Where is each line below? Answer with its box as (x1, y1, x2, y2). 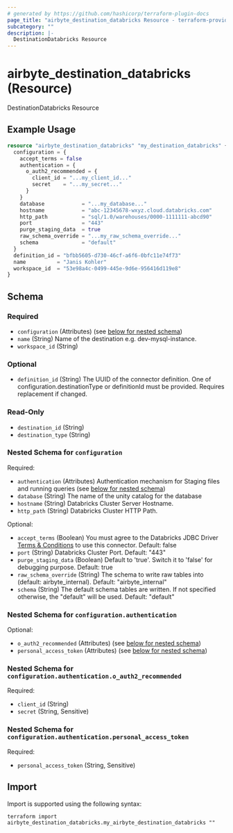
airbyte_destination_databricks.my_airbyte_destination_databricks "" (7, 819, 216, 826)
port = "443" (19, 220, 104, 226)
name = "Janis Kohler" (13, 258, 107, 265)
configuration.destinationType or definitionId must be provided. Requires (17, 383, 225, 391)
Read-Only (7, 407, 45, 417)
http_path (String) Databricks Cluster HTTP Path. (17, 506, 158, 515)
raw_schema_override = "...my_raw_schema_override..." (19, 233, 182, 240)
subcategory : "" (7, 23, 54, 30)
